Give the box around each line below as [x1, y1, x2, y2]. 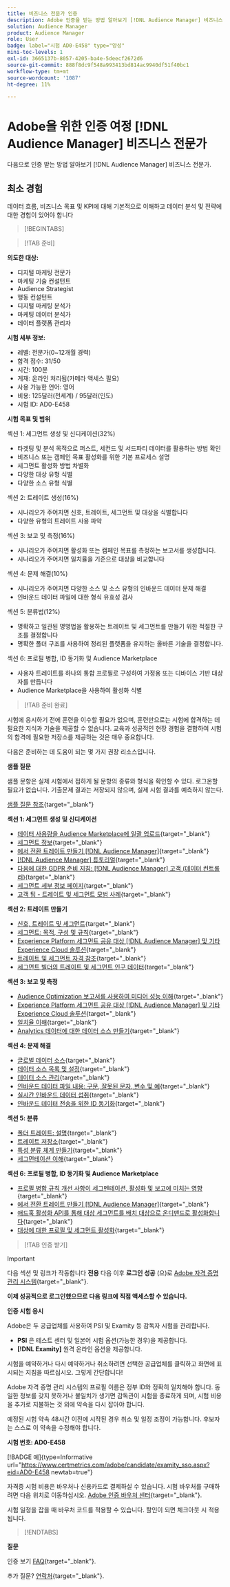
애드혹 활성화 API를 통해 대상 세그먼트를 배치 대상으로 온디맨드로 [17, 1209, 191, 1217]
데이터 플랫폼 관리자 [17, 319, 71, 327]
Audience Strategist [17, 285, 74, 293]
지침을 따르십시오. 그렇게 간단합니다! [25, 1368, 123, 1376]
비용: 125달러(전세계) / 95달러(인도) [17, 391, 114, 400]
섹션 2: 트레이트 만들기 [7, 905, 67, 913]
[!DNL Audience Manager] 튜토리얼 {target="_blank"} [17, 855, 165, 864]
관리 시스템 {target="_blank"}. [7, 1277, 89, 1286]
